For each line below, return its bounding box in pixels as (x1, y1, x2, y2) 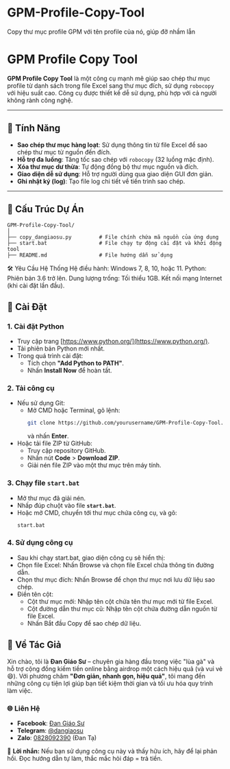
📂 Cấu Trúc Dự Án (7, 204, 84, 215)
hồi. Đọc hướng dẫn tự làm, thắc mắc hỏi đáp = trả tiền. (7, 754, 163, 762)
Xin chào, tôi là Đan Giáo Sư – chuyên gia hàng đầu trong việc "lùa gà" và (7, 657, 215, 665)
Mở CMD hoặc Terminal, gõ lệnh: (27, 406, 120, 414)
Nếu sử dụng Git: (16, 399, 65, 407)
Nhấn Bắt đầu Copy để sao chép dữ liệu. (27, 619, 142, 627)
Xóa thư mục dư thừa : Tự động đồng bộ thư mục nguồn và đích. (16, 163, 199, 171)
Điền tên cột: (16, 590, 53, 598)
